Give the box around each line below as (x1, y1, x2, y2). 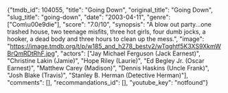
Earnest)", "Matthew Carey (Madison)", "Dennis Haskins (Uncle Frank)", (7, 64, 209, 72)
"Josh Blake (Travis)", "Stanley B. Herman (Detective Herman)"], (7, 71, 189, 79)
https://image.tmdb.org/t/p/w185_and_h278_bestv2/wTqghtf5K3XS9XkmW (10, 42, 222, 50)
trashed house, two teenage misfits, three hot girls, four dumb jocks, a (7, 27, 206, 36)
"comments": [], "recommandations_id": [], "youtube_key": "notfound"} (7, 79, 208, 86)
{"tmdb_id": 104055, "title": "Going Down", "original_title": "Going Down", (7, 6, 213, 14)
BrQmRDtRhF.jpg (7, 49, 55, 57)
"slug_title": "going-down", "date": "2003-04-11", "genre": (7, 13, 171, 21)
